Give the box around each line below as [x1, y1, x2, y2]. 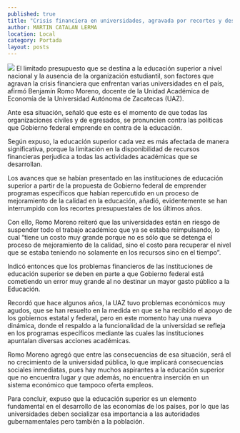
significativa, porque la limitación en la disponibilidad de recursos [7, 145, 200, 153]
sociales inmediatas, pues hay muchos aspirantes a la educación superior [7, 365, 225, 374]
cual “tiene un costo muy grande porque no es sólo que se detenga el [7, 233, 213, 241]
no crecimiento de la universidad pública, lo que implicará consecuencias [7, 358, 224, 366]
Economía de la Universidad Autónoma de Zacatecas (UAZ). [7, 94, 184, 103]
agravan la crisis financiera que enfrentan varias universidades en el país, [7, 79, 224, 88]
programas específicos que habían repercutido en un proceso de [7, 189, 199, 197]
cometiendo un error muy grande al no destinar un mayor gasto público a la [7, 277, 230, 285]
